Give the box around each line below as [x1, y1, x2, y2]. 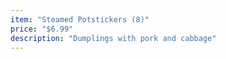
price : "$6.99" [10, 24, 74, 34]
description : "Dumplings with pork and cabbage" [10, 33, 217, 43]
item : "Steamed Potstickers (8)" [10, 14, 150, 25]
